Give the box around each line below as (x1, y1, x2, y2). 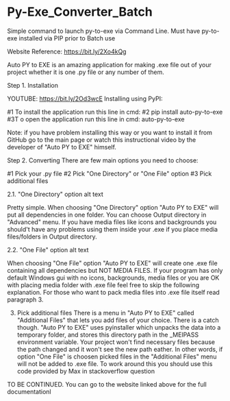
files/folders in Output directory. (7, 232, 97, 241)
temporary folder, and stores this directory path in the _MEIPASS (16, 330, 199, 339)
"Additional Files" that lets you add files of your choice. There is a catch (16, 316, 219, 324)
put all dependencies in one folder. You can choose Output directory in (7, 210, 207, 219)
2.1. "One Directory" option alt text (7, 190, 104, 198)
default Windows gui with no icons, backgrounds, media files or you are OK (7, 274, 220, 282)
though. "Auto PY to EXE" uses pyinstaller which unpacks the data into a (16, 323, 221, 331)
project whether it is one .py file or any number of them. (7, 68, 164, 76)
